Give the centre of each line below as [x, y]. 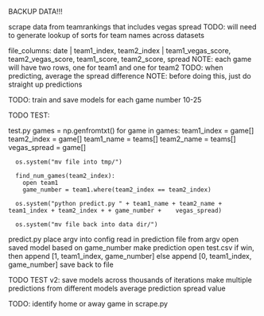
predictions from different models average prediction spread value [117, 288]
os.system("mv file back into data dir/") [87, 225]
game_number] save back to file [61, 264]
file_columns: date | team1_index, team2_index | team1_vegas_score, [120, 50]
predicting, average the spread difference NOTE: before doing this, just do [130, 76]
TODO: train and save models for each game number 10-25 [105, 100]
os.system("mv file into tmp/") [69, 162]
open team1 [41, 183]
